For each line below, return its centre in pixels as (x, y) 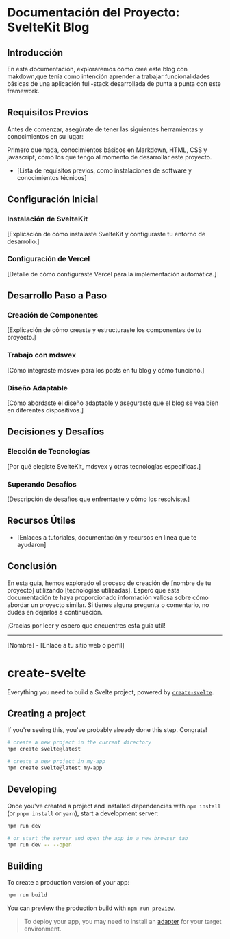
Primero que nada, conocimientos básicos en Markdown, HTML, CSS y (107, 150)
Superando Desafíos (42, 484)
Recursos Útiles (42, 521)
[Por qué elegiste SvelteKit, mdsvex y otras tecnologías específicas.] (104, 466)
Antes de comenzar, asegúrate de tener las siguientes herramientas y (105, 129)
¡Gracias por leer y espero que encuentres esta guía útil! (86, 625)
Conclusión (32, 566)
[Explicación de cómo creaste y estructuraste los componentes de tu (104, 330)
